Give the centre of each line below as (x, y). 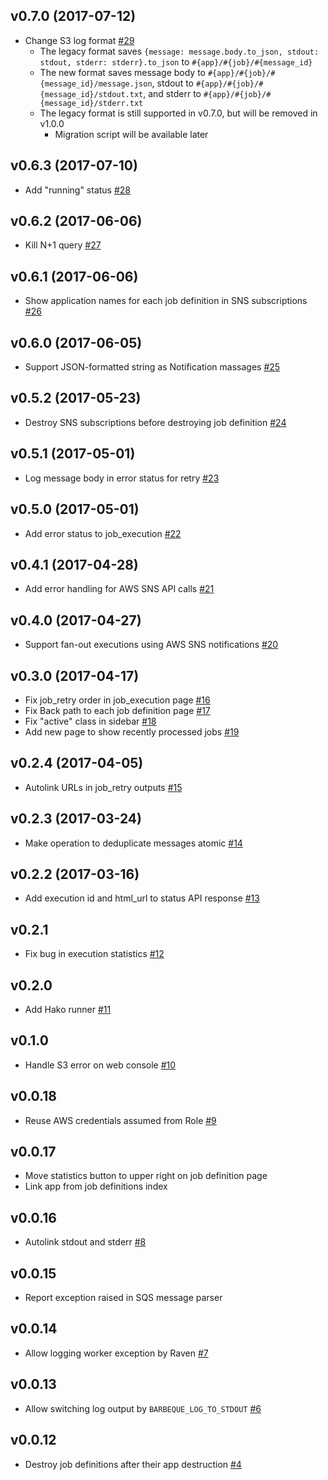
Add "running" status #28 (78, 190)
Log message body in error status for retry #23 (122, 478)
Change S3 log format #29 (79, 40)
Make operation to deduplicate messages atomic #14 (133, 843)
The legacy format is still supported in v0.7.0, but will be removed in (178, 113)
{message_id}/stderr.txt (91, 103)
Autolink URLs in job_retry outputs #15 (103, 787)
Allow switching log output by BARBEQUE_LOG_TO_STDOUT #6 (143, 1408)
